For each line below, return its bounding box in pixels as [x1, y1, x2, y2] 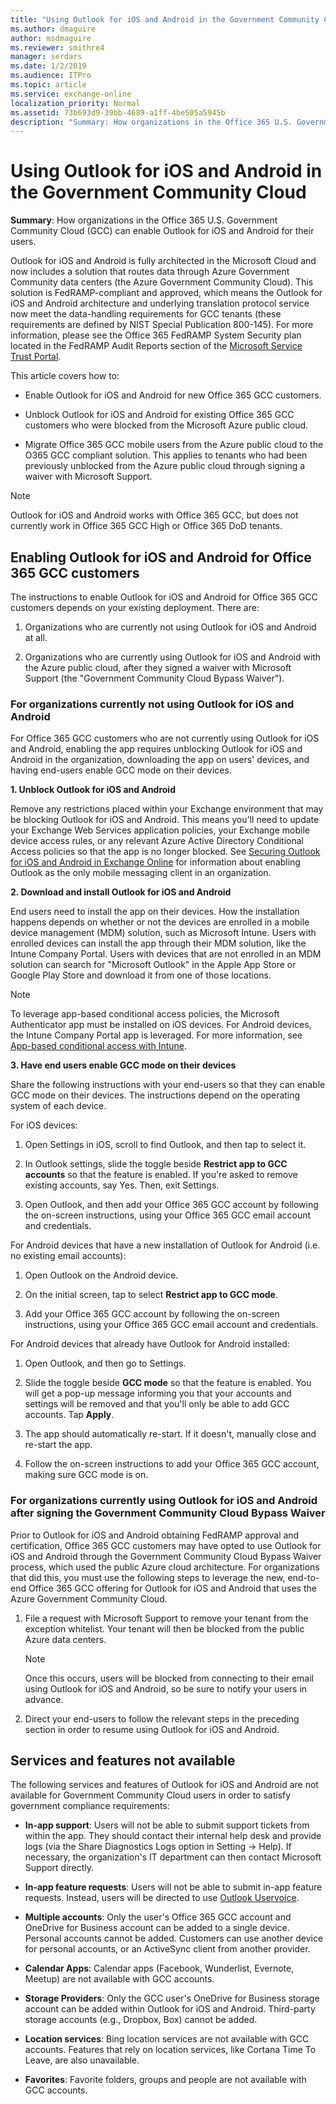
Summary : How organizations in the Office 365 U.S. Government [10, 214, 278, 226]
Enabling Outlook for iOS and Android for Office [10, 549, 312, 566]
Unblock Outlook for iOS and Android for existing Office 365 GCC [24, 409, 295, 421]
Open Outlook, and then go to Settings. [24, 1357, 187, 1370]
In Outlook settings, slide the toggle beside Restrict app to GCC [24, 1158, 288, 1170]
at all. [24, 632, 48, 643]
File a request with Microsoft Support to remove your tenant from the [24, 1612, 309, 1624]
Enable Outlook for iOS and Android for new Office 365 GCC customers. [24, 389, 322, 401]
